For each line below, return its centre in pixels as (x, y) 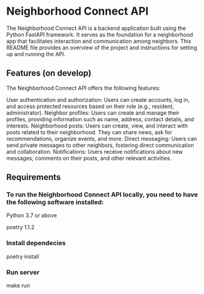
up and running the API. (36, 54)
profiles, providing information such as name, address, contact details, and (100, 119)
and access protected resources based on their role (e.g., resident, (90, 106)
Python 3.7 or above (32, 215)
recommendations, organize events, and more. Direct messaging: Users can (102, 138)
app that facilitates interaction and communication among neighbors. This (99, 41)
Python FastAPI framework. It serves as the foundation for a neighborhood (100, 34)
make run (18, 285)
